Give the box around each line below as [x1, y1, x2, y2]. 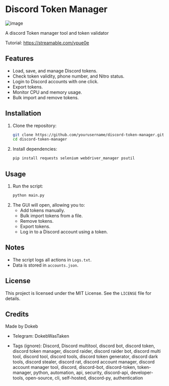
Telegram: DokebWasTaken [12, 333, 70, 339]
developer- [130, 369, 153, 376]
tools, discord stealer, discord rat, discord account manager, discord [12, 359, 155, 365]
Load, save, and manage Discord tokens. [12, 68, 97, 74]
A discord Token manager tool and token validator [5, 30, 109, 36]
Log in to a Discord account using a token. [20, 228, 108, 235]
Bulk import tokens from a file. [20, 213, 83, 219]
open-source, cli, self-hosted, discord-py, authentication [25, 375, 143, 381]
